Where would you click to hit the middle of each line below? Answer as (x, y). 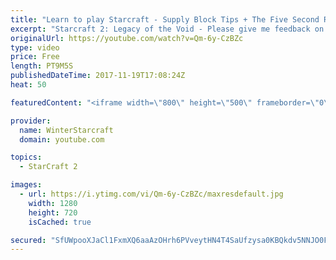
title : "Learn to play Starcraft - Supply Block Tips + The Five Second (165, 19)
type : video (35, 47)
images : (26, 185)
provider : (31, 121)
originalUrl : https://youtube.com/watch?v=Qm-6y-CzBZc (127, 38)
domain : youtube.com (62, 139)
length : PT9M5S (42, 66)
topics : (26, 157)
